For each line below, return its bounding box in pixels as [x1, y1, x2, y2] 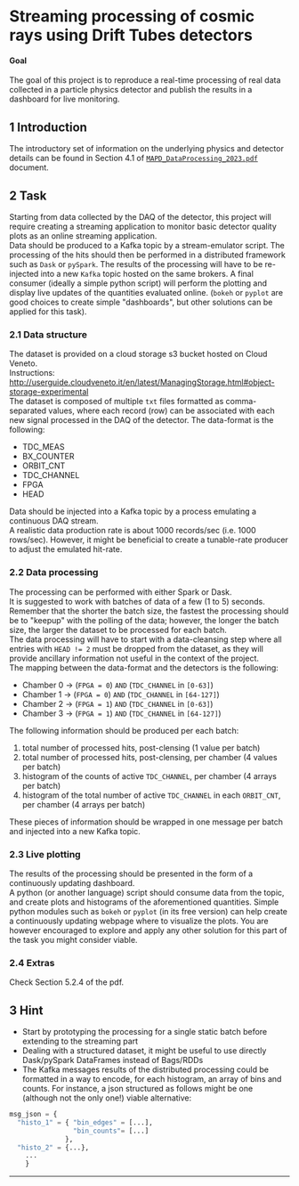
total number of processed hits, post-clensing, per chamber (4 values [21, 751, 278, 762]
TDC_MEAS [21, 442, 65, 452]
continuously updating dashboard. [9, 877, 135, 888]
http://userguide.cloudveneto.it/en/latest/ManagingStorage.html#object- [9, 377, 276, 388]
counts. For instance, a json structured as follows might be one [21, 1084, 254, 1094]
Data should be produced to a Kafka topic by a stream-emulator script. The [9, 240, 285, 251]
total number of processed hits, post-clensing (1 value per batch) [21, 742, 261, 753]
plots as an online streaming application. [9, 231, 158, 241]
